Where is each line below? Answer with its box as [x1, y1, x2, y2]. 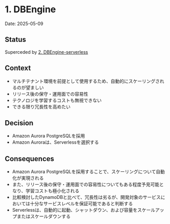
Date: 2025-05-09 [5, 20, 44, 27]
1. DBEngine [5, 4, 56, 15]
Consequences [5, 154, 55, 163]
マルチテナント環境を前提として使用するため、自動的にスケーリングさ [12, 78, 160, 84]
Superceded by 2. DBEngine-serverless [5, 49, 88, 55]
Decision [5, 119, 34, 127]
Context [5, 64, 31, 73]
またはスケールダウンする [16, 213, 71, 219]
